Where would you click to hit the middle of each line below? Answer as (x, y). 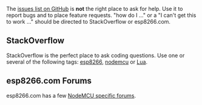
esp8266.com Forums (49, 81)
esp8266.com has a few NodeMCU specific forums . (71, 95)
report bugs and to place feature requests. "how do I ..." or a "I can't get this (101, 15)
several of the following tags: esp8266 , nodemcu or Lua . (77, 62)
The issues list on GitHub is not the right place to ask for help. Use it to (95, 9)
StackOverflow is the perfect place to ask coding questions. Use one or (96, 55)
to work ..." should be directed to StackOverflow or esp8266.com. (89, 22)
